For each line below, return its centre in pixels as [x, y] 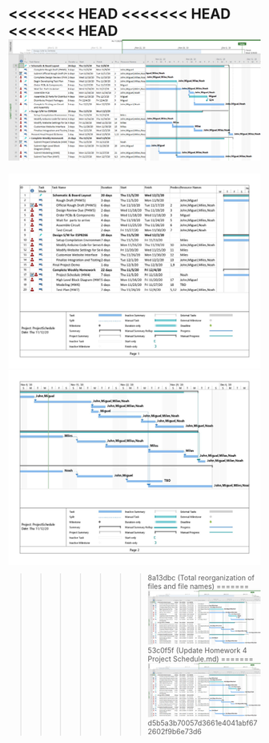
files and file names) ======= [199, 587]
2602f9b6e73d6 [175, 732]
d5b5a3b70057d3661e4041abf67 [203, 723]
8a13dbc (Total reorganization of [201, 578]
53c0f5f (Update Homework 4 [197, 651]
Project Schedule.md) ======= [201, 659]
